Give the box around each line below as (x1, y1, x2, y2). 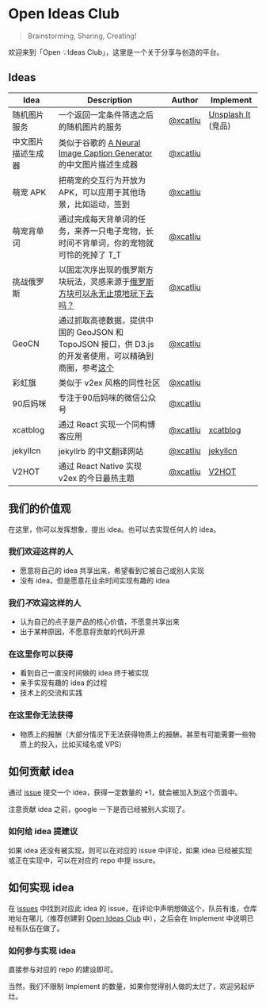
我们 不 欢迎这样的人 (8, 597, 82, 608)
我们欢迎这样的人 (8, 546, 74, 557)
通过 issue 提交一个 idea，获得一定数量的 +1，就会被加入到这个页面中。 (8, 787, 242, 797)
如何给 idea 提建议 (8, 826, 78, 837)
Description (86, 94, 133, 106)
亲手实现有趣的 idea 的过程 (19, 678, 108, 687)
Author (171, 94, 199, 106)
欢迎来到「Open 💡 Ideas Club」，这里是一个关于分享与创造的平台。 (8, 47, 224, 56)
